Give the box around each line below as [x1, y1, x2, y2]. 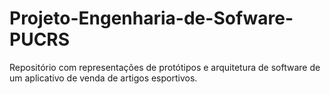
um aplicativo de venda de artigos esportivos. [9, 72, 198, 84]
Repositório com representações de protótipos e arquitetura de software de [9, 61, 321, 73]
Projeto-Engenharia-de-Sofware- [9, 7, 294, 30]
